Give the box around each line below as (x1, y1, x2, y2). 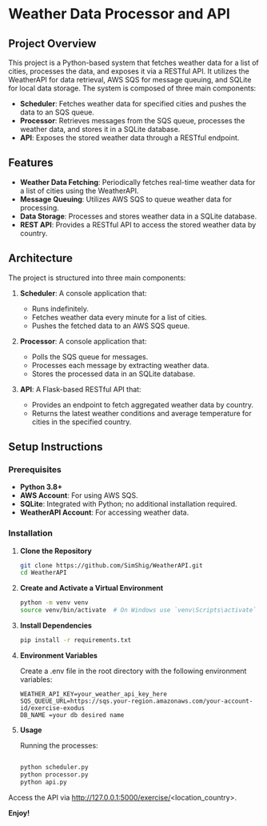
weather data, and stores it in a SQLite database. (19, 125, 181, 134)
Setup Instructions (8, 440, 103, 454)
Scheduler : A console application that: (19, 288, 147, 298)
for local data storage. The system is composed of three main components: (8, 83, 257, 93)
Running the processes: (19, 740, 98, 750)
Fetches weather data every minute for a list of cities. (31, 312, 208, 322)
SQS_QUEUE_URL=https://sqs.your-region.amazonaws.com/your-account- (19, 697, 253, 705)
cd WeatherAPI (19, 569, 67, 577)
